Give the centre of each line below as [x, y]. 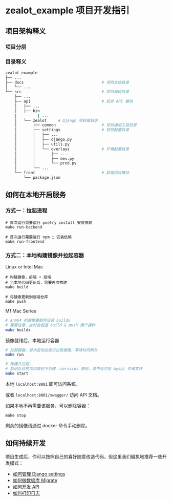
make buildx [18, 330]
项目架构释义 [26, 31]
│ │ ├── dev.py [44, 159]
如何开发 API [26, 487]
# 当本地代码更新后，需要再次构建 [36, 282]
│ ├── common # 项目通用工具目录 [76, 125]
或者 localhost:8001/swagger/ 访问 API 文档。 [53, 394]
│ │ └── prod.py [46, 163]
